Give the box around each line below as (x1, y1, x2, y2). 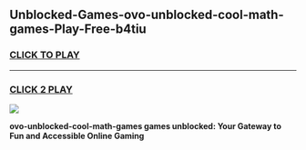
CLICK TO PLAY (9, 49, 80, 62)
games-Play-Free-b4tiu (9, 22, 148, 37)
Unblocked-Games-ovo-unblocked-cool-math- (9, 7, 284, 23)
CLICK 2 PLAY (9, 83, 73, 95)
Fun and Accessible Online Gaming (9, 130, 145, 141)
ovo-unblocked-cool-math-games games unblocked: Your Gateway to (9, 120, 282, 131)
